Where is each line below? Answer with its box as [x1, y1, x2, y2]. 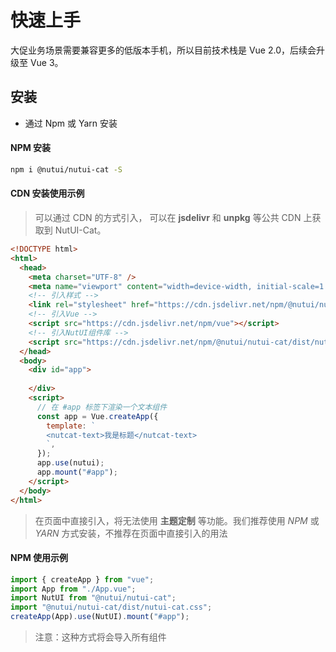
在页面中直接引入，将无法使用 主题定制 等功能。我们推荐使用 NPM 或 [34, 514, 320, 526]
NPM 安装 [10, 142, 52, 154]
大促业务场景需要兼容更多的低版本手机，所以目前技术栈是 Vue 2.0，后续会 [10, 44, 317, 56]
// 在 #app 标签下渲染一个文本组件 [36, 402, 168, 412]
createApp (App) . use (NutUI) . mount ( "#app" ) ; [10, 612, 190, 622]
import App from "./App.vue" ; [10, 584, 137, 594]
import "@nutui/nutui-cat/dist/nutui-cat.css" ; [10, 602, 213, 613]
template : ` [46, 421, 97, 431]
